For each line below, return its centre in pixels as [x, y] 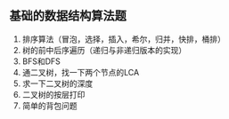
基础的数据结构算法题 [68, 16]
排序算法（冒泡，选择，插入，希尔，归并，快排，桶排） [123, 39]
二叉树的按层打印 [53, 94]
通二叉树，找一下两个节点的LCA [81, 72]
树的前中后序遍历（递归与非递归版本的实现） [104, 50]
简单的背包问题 [49, 106]
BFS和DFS [41, 61]
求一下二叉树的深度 [57, 83]
